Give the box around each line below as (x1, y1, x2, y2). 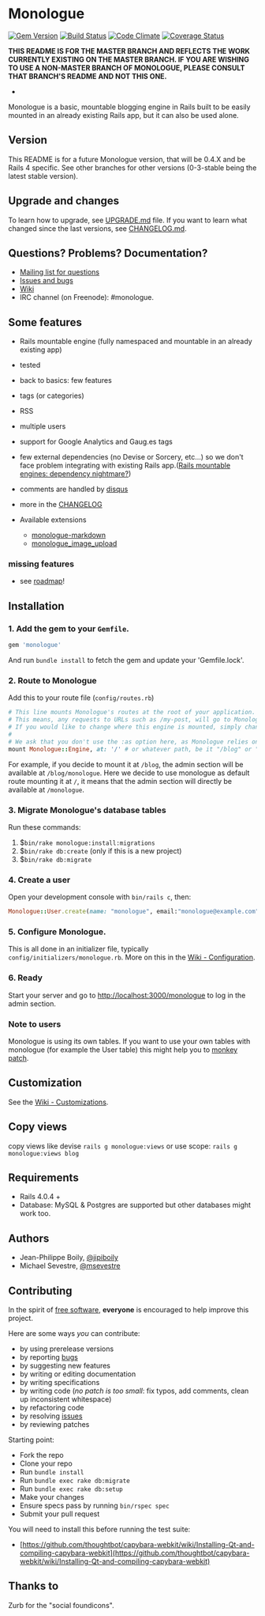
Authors (8, 1232, 50, 1245)
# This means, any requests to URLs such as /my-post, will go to (8, 716, 231, 724)
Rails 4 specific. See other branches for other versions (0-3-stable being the (8, 163, 257, 172)
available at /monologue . (8, 785, 85, 794)
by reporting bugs (19, 1353, 79, 1362)
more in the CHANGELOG (19, 500, 103, 509)
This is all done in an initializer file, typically (8, 944, 149, 954)
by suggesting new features (19, 1361, 111, 1371)
